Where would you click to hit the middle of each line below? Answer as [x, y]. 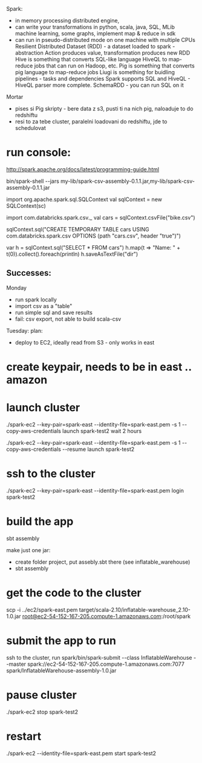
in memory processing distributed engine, [67, 20]
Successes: [29, 273]
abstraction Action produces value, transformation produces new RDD [103, 53]
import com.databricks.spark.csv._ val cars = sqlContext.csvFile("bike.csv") [101, 217]
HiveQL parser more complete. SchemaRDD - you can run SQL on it [99, 85]
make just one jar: [28, 550]
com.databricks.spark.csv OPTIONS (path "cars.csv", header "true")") [94, 236]
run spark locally [36, 299]
